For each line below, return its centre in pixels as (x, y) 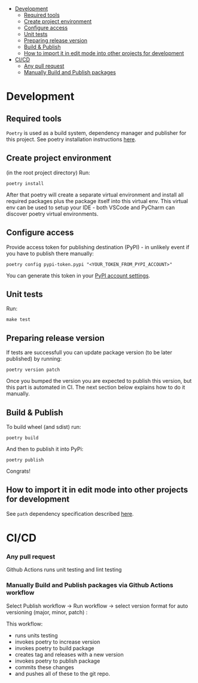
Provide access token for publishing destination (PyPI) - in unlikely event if (98, 247)
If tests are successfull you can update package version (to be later (89, 352)
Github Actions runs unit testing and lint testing (64, 570)
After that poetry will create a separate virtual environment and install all (95, 195)
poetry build (22, 438)
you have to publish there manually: (50, 253)
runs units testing (36, 635)
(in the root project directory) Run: (48, 173)
